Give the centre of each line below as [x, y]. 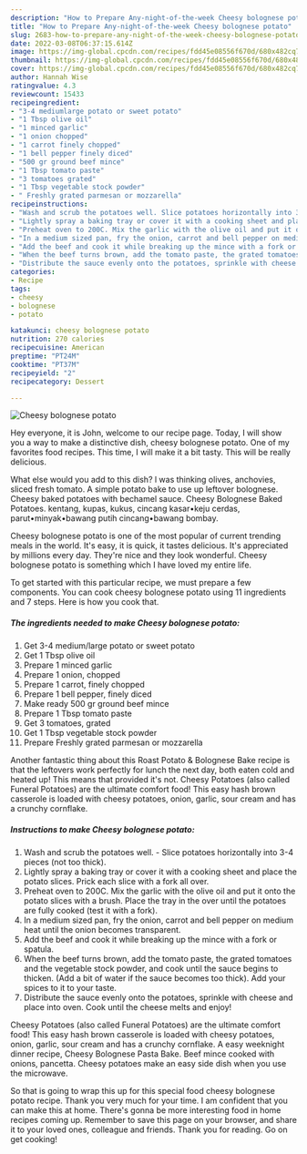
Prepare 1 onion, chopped [72, 675]
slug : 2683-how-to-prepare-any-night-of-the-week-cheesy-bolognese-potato [155, 35]
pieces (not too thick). [65, 863]
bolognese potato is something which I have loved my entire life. [131, 565]
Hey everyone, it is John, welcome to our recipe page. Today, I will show [146, 433]
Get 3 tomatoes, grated [67, 723]
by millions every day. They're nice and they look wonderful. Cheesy [139, 556]
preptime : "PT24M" [45, 356]
